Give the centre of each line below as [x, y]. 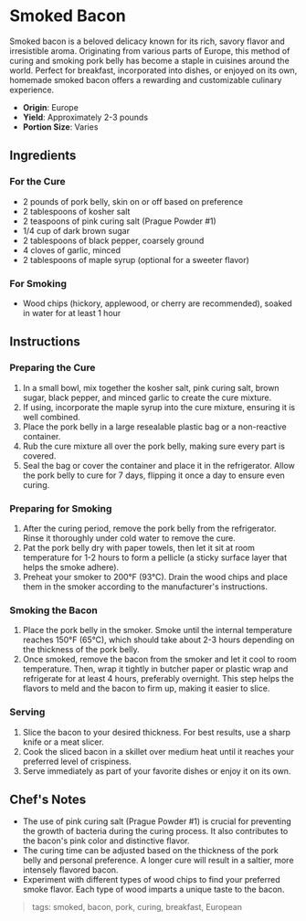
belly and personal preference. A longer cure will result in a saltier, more [158, 861]
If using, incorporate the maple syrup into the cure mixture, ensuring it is [159, 407]
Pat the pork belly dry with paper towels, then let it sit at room [139, 547]
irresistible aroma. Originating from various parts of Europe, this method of [150, 50]
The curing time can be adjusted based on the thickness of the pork [150, 851]
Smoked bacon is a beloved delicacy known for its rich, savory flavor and [147, 41]
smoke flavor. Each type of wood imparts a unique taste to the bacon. [153, 889]
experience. [32, 90]
